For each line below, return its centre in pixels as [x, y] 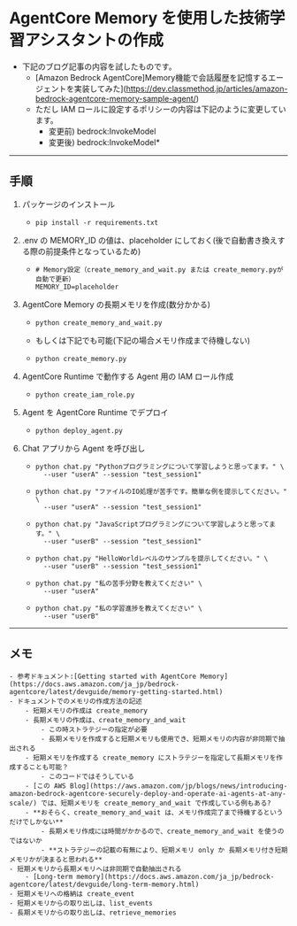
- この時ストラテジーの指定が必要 [94, 729]
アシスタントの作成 [94, 40]
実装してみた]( [100, 89]
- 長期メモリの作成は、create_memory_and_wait [106, 720]
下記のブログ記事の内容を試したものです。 [99, 66]
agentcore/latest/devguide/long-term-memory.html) [104, 884]
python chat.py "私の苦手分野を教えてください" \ [119, 583]
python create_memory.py [81, 359]
